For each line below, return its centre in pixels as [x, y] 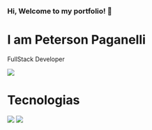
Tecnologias [44, 100]
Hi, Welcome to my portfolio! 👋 [60, 11]
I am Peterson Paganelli [77, 40]
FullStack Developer [36, 59]
